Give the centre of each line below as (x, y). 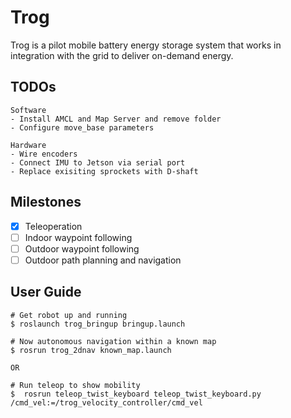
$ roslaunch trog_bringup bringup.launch (98, 324)
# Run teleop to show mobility (75, 385)
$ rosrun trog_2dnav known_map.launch (91, 350)
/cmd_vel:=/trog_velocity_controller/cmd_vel (106, 402)
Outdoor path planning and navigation (103, 260)
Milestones (46, 202)
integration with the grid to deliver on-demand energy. (122, 55)
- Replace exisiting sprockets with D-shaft (104, 171)
